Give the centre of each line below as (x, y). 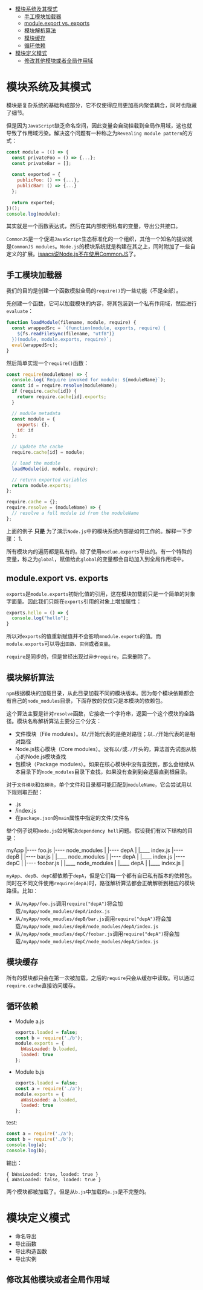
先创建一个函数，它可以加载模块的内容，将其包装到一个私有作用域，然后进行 (101, 303)
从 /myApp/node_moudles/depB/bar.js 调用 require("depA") (85, 918)
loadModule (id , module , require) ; (55, 469)
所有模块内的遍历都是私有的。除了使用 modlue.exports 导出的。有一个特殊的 (99, 551)
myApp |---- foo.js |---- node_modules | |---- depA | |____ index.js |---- (95, 850)
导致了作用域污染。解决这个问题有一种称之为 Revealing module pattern (94, 133)
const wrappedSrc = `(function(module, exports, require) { (89, 328)
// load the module (36, 463)
